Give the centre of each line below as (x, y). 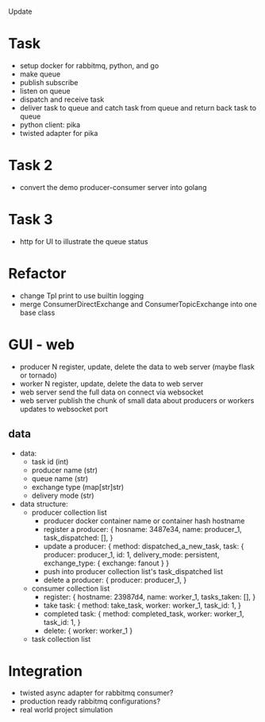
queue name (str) (60, 478)
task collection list (61, 639)
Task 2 (31, 165)
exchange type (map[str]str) (78, 487)
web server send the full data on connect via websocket (111, 392)
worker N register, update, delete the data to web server (111, 383)
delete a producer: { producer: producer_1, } (115, 580)
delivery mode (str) (63, 495)
